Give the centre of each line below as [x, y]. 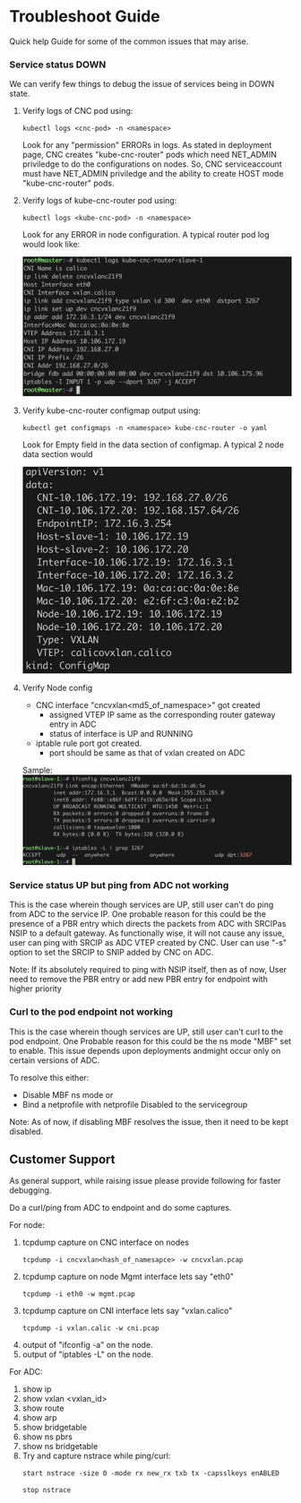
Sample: [38, 770]
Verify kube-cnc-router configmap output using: [112, 410]
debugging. [30, 1190]
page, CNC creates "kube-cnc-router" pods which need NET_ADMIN [150, 155]
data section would [57, 453]
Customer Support [62, 1159]
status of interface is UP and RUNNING [121, 733]
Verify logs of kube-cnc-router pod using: [99, 201]
